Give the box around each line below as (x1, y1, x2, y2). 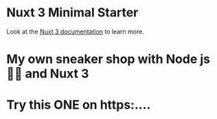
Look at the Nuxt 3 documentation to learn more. (6, 27, 145, 36)
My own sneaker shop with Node (6, 51, 198, 67)
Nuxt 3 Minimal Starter (6, 5, 139, 21)
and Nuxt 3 (25, 66, 89, 81)
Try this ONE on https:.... (6, 97, 151, 113)
